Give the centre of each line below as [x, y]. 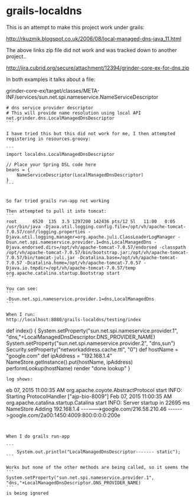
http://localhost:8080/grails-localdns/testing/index [74, 320]
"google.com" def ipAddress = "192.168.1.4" [59, 356]
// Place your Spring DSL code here [51, 164]
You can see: [22, 289]
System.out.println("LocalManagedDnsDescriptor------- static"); [99, 452]
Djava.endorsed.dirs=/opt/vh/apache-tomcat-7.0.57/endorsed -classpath [96, 247]
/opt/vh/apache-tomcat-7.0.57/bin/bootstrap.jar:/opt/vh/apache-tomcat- [97, 252]
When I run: [21, 314]
